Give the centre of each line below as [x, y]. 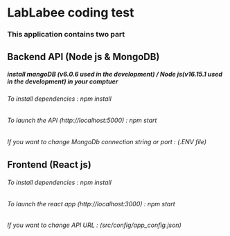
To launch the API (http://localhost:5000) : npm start [82, 120]
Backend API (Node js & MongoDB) [83, 57]
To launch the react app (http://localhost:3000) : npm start [91, 204]
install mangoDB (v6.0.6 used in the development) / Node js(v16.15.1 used [115, 75]
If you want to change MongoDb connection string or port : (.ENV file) [107, 141]
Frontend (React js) [49, 165]
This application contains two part [66, 35]
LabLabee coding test [71, 13]
